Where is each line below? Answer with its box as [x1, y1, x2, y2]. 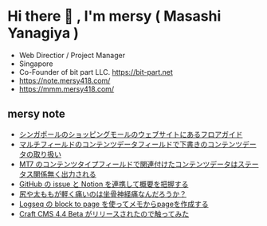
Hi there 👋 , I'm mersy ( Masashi [7, 7, 222, 25]
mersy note [7, 107, 65, 121]
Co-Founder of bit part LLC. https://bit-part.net [18, 67, 173, 76]
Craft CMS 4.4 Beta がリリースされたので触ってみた [18, 208, 190, 218]
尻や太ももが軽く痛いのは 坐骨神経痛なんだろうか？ [18, 189, 187, 198]
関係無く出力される [33, 169, 96, 178]
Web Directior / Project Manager [18, 50, 125, 60]
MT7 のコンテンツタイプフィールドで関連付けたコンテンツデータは [18, 159, 238, 169]
